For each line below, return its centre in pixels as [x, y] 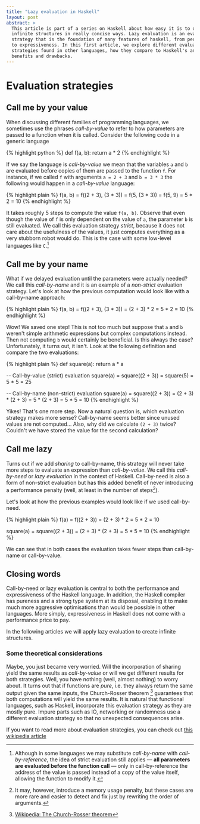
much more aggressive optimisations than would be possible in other [91, 607]
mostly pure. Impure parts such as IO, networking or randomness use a [93, 712]
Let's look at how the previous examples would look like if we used [88, 502]
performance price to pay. [38, 620]
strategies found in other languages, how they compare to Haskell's [99, 51]
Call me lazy [29, 449]
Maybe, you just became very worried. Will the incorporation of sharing [94, 666]
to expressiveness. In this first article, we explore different [94, 45]
